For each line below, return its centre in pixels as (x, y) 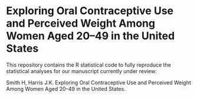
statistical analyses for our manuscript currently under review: (82, 71)
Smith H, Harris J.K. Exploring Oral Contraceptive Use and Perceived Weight (99, 82)
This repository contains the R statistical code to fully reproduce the (88, 65)
